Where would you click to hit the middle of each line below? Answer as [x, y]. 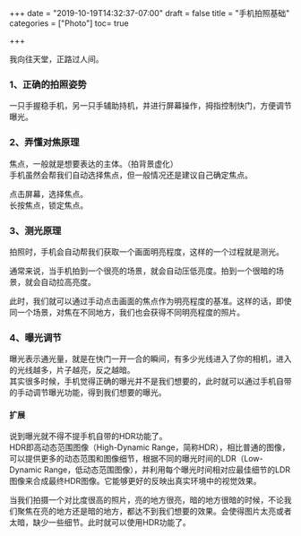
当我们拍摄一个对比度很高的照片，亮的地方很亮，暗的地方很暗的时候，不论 [146, 500]
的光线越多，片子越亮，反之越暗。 [72, 370]
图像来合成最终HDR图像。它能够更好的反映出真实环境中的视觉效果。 [135, 481]
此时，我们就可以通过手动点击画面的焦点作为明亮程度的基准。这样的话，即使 [150, 301]
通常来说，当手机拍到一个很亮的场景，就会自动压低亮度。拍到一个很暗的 [142, 271]
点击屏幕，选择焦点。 [48, 194]
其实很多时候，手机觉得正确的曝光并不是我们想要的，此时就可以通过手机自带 [150, 381]
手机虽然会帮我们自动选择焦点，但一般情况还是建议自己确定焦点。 [131, 175]
